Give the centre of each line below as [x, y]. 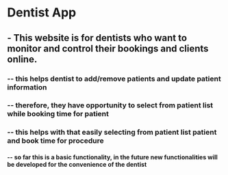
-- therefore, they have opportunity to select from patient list [110, 105]
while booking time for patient [58, 114]
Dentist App [42, 13]
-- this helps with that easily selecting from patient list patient [112, 133]
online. [22, 59]
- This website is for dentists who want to [97, 38]
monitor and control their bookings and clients [108, 48]
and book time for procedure [55, 141]
